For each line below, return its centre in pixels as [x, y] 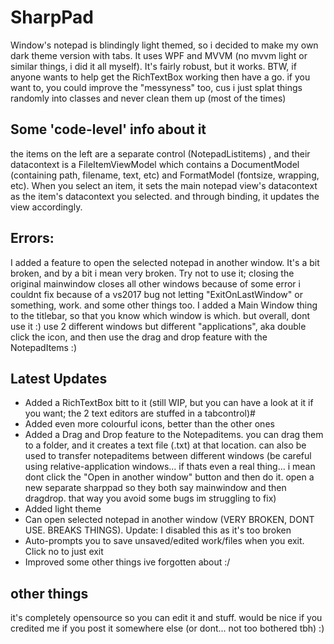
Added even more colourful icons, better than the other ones [149, 424]
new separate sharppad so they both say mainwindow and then [155, 488]
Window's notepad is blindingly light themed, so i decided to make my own [164, 45]
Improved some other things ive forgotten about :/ [127, 562]
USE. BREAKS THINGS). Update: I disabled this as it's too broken [158, 530]
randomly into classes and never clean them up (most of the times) [148, 98]
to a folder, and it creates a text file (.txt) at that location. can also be [165, 445]
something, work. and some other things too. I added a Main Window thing [164, 305]
